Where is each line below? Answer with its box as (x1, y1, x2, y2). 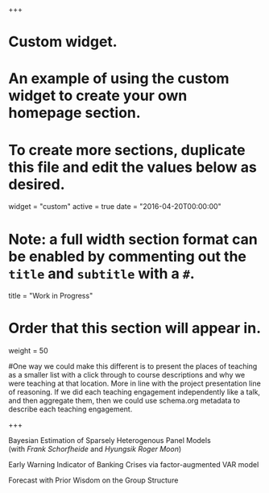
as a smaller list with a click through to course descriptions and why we (8, 370, 246, 380)
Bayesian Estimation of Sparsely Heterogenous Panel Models (8, 436, 211, 445)
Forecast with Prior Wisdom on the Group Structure (8, 475, 179, 485)
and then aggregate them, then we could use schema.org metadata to (8, 396, 240, 406)
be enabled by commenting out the (8, 247, 247, 265)
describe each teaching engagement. (8, 404, 133, 414)
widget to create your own (8, 86, 188, 105)
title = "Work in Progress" (8, 291, 93, 301)
